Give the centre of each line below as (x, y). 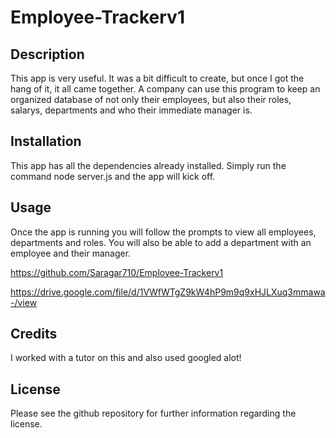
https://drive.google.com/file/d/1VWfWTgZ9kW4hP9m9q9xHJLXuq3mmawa (168, 292)
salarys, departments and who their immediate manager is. (131, 110)
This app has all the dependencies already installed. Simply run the (148, 165)
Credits (34, 334)
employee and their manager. (71, 253)
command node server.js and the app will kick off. (113, 176)
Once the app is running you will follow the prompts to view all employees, (163, 232)
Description (47, 54)
